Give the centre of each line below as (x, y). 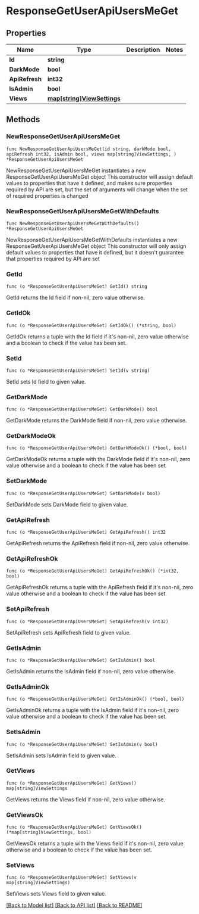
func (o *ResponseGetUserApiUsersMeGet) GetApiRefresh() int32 (86, 532)
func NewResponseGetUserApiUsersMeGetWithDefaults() (73, 223)
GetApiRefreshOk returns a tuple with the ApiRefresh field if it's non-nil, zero (100, 587)
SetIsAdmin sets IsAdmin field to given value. (61, 756)
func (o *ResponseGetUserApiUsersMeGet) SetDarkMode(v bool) (83, 493)
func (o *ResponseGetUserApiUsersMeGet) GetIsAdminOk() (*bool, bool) (95, 699)
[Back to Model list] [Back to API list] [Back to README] (74, 905)
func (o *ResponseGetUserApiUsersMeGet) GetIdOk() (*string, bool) (91, 325)
